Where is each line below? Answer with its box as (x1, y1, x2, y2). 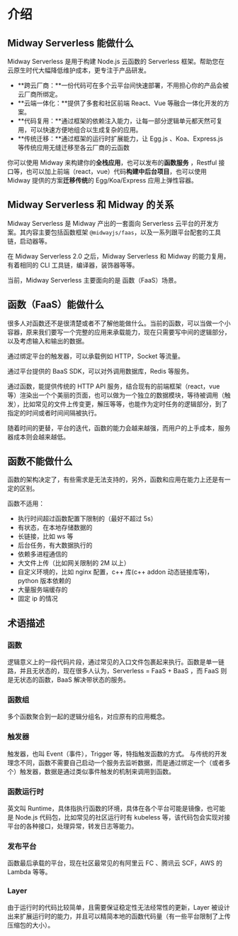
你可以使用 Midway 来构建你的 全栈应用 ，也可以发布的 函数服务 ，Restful (7, 158, 217, 167)
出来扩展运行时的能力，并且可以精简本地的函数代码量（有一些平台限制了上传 (7, 912, 231, 920)
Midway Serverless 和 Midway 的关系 (7, 199, 174, 211)
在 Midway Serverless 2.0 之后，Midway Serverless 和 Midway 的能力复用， (7, 251, 230, 260)
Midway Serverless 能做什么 (7, 37, 135, 49)
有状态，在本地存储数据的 (17, 523, 93, 532)
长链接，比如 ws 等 (17, 532, 74, 540)
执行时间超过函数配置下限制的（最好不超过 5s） (17, 514, 157, 523)
